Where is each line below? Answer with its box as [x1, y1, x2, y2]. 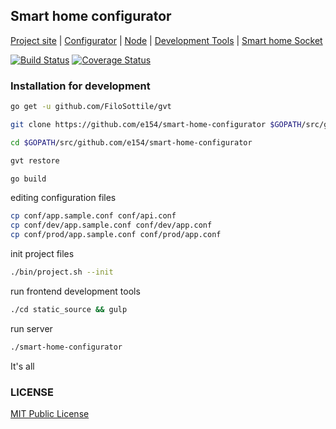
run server [10, 322, 53, 334]
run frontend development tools [10, 285, 141, 297]
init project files [10, 248, 75, 260]
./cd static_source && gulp [10, 304, 128, 314]
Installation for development [10, 79, 151, 93]
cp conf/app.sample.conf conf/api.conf [10, 211, 177, 221]
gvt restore [10, 155, 60, 166]
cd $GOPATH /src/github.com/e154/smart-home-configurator [10, 137, 253, 148]
